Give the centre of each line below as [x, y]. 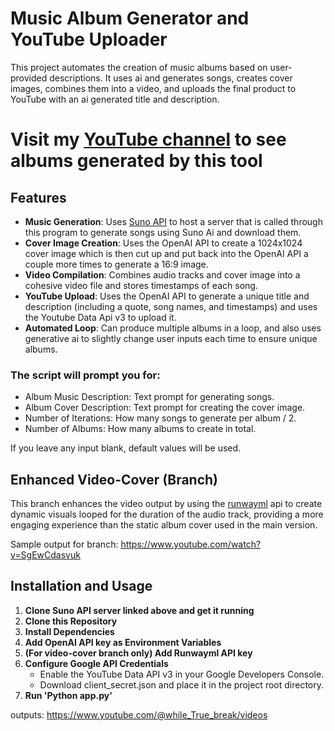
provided [29, 78]
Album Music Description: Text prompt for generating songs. [149, 397]
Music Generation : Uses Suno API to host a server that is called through [173, 221]
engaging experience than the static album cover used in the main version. [164, 525]
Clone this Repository [71, 621]
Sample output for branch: [64, 544]
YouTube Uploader [89, 39]
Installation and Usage [81, 586]
